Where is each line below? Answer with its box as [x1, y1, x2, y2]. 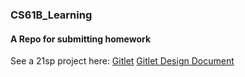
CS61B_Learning [10, 8, 93, 22]
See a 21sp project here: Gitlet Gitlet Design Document [10, 55, 235, 67]
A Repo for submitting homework [10, 33, 152, 45]
